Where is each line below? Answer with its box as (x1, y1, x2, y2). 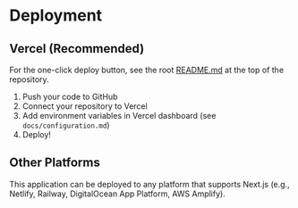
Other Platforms (9, 155, 100, 171)
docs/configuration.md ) (21, 120, 110, 130)
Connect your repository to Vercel (21, 101, 148, 112)
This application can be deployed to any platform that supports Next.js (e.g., (9, 179, 290, 189)
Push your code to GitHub (21, 91, 118, 102)
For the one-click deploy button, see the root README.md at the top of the (9, 64, 285, 75)
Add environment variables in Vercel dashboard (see (21, 111, 217, 121)
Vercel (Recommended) (9, 41, 145, 56)
